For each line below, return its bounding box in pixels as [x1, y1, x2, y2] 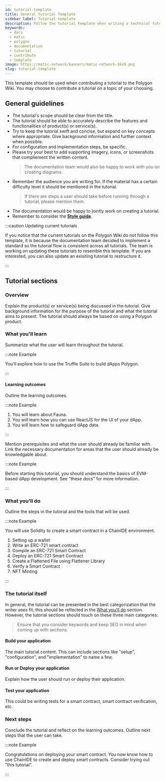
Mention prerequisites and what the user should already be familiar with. [5, 441, 152, 447]
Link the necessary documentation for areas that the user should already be [5, 446, 159, 452]
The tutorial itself [5, 590, 47, 597]
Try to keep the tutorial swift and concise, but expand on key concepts [12, 128, 155, 134]
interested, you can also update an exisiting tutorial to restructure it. [5, 253, 142, 259]
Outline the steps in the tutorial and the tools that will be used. [5, 509, 131, 515]
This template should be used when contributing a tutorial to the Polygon [5, 80, 153, 86]
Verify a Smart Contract [12, 563, 60, 569]
